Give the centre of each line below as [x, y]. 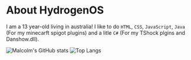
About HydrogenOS [55, 10]
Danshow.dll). [23, 39]
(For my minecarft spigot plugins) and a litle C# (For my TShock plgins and [96, 32]
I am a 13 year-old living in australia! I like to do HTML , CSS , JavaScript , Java [96, 26]
